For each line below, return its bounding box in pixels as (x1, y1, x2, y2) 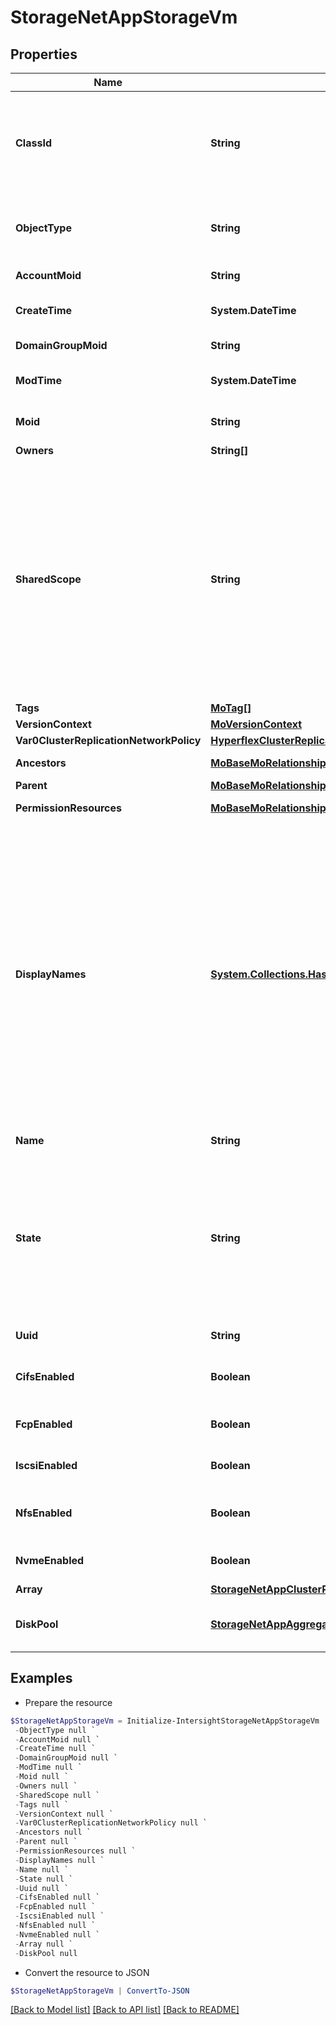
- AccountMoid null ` (14, 1734, 101, 1745)
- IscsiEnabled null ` (14, 1911, 105, 1921)
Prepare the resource (24, 1696, 113, 1708)
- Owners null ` (14, 1781, 78, 1791)
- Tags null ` (14, 1799, 70, 1810)
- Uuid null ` (14, 1883, 70, 1893)
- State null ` (14, 1874, 74, 1884)
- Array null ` (14, 1939, 74, 1949)
